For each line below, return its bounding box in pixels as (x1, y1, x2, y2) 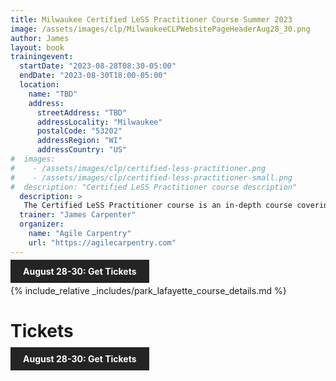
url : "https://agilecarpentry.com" (28, 237, 177, 248)
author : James (10, 33, 70, 43)
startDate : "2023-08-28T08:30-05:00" (19, 61, 177, 71)
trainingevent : (10, 52, 74, 62)
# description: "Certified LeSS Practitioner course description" (10, 182, 298, 192)
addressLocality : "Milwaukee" (36, 117, 163, 127)
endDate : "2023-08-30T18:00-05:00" (19, 71, 168, 81)
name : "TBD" (28, 89, 78, 99)
